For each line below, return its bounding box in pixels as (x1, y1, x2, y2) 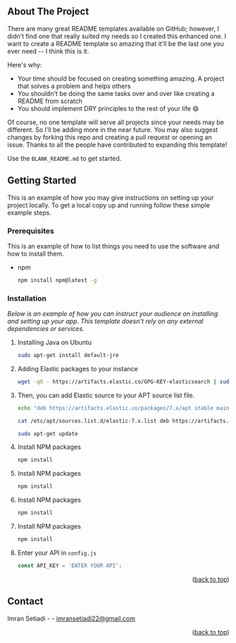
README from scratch (17, 97, 83, 105)
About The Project (7, 6, 89, 18)
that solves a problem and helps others (17, 81, 131, 90)
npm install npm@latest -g (17, 277, 97, 284)
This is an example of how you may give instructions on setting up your (7, 193, 214, 202)
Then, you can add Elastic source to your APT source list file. (17, 391, 195, 399)
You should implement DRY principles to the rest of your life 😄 (17, 104, 199, 112)
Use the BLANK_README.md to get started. (7, 154, 122, 162)
